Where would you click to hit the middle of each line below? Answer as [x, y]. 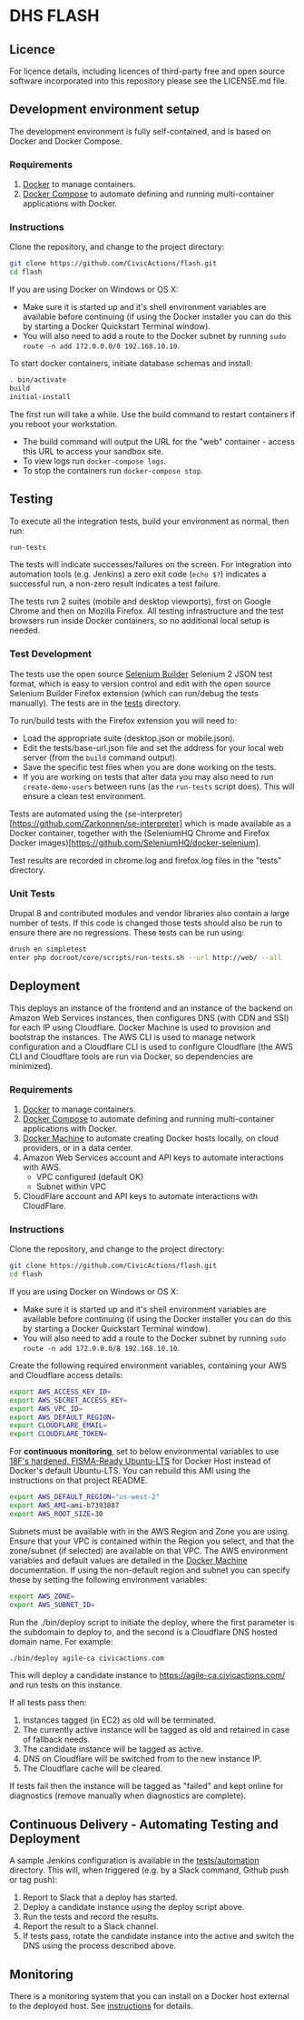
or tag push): [34, 1880]
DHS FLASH [54, 16]
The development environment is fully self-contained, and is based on [140, 131]
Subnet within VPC [71, 1186]
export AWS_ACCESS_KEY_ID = [60, 1392]
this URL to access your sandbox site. [93, 451]
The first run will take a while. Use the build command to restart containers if [152, 414]
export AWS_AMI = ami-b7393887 [64, 1505]
